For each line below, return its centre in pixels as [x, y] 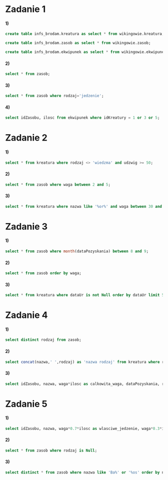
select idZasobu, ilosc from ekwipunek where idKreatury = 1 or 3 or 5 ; [82, 118]
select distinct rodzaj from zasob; [43, 340]
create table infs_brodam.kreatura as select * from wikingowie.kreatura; [85, 34]
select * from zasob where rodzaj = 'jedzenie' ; [54, 96]
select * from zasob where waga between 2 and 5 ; [58, 184]
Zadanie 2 [26, 138]
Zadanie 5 [26, 404]
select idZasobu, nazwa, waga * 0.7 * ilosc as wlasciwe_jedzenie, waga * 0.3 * [84, 428]
